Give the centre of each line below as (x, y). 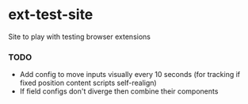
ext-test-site (51, 15)
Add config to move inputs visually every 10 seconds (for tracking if (130, 75)
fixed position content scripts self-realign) (88, 83)
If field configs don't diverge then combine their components (119, 91)
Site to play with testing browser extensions (79, 37)
